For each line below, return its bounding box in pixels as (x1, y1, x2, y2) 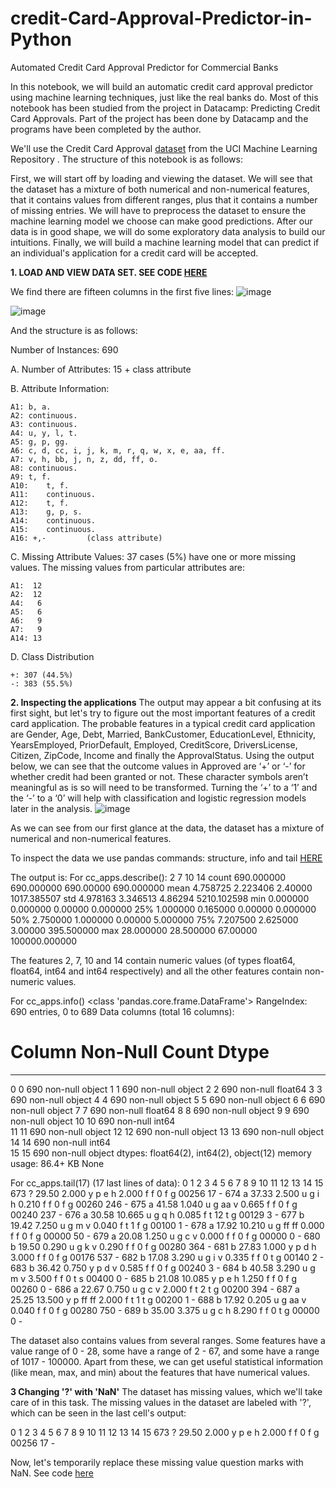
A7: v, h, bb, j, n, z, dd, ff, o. (10, 454, 159, 464)
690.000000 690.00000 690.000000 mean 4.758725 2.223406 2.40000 (10, 882, 313, 894)
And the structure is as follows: (10, 324, 138, 336)
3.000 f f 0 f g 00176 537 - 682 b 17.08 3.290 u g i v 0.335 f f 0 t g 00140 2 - (10, 1251, 325, 1263)
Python (10, 28, 72, 51)
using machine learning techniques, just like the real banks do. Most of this (10, 91, 319, 103)
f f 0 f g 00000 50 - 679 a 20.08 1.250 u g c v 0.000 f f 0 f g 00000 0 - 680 (10, 1230, 321, 1242)
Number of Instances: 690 (10, 343, 119, 356)
